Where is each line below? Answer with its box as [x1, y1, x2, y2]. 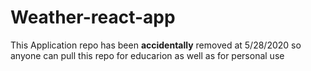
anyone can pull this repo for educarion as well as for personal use [10, 49, 285, 61]
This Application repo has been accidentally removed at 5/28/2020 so [10, 39, 302, 51]
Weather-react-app [10, 6, 176, 29]
